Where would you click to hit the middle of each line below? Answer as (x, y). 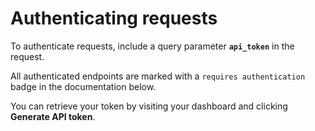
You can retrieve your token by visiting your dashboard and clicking (149, 106)
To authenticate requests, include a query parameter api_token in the (152, 46)
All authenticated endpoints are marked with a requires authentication (158, 76)
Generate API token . (53, 116)
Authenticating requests (114, 18)
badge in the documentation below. (83, 86)
